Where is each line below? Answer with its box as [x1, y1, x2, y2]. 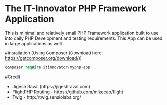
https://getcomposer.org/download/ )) [5, 55, 82, 61]
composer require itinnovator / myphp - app [5, 65, 91, 70]
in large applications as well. [5, 40, 63, 46]
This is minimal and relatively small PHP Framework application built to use [5, 30, 159, 36]
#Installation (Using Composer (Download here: [5, 50, 103, 56]
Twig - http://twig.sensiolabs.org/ [12, 94, 81, 100]
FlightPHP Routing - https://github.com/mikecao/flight [12, 89, 124, 95]
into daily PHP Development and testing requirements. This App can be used [5, 35, 163, 41]
